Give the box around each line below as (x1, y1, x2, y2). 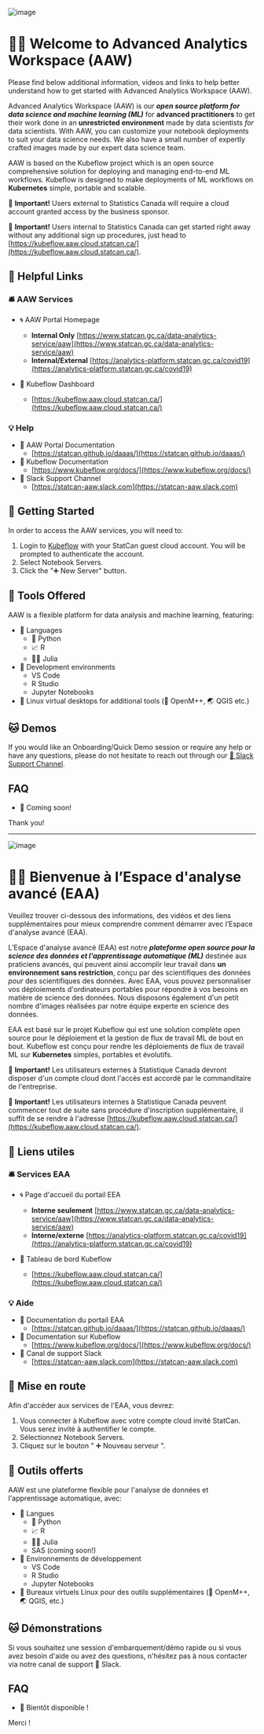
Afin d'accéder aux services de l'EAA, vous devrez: (8, 1400, 174, 1410)
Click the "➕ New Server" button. (19, 566, 127, 575)
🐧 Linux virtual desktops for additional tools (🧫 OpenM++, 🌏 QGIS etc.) (19, 696, 250, 705)
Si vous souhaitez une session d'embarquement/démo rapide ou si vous (8, 1643, 242, 1652)
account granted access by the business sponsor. (8, 207, 170, 216)
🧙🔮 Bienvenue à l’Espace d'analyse (8, 869, 242, 886)
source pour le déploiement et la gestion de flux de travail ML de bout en (8, 1034, 244, 1043)
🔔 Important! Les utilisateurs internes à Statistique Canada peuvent (8, 1097, 226, 1107)
